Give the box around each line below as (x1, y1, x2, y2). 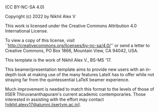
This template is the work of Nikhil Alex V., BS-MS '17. (5, 57, 111, 63)
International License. (5, 28, 48, 33)
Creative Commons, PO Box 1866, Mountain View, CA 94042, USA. (5, 48, 139, 53)
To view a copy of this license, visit (5, 37, 75, 43)
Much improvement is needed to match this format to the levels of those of (5, 86, 154, 92)
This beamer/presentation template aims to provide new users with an (5, 66, 145, 72)
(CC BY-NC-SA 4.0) (5, 4, 45, 10)
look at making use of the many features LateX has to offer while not (17, 72, 154, 77)
